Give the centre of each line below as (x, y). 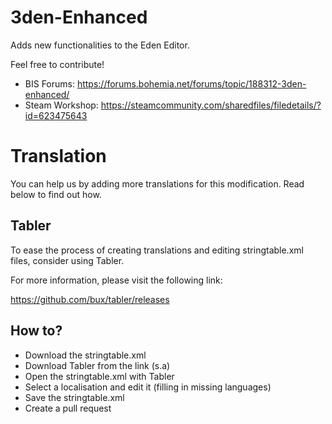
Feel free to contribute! (57, 64)
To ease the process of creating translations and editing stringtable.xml (157, 250)
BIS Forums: (49, 83)
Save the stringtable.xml (74, 397)
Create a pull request (68, 408)
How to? (36, 331)
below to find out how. (56, 194)
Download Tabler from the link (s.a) (97, 365)
